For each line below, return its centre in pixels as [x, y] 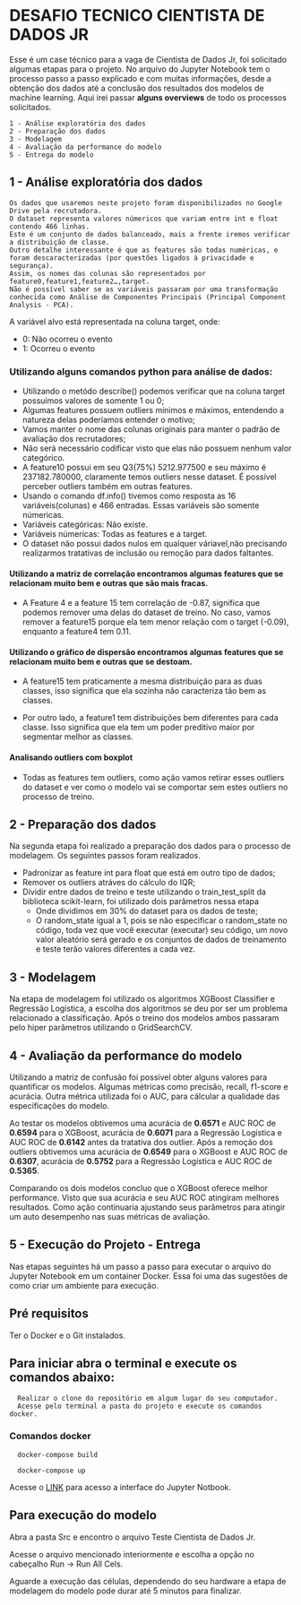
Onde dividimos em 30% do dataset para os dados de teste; [146, 911]
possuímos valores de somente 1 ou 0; [93, 401]
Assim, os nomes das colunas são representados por [107, 273]
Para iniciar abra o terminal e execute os [123, 1363]
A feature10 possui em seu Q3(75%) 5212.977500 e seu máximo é [144, 468]
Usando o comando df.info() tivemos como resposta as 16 [129, 496]
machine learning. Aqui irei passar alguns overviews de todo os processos [148, 97]
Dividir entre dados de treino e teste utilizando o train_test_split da [144, 892]
